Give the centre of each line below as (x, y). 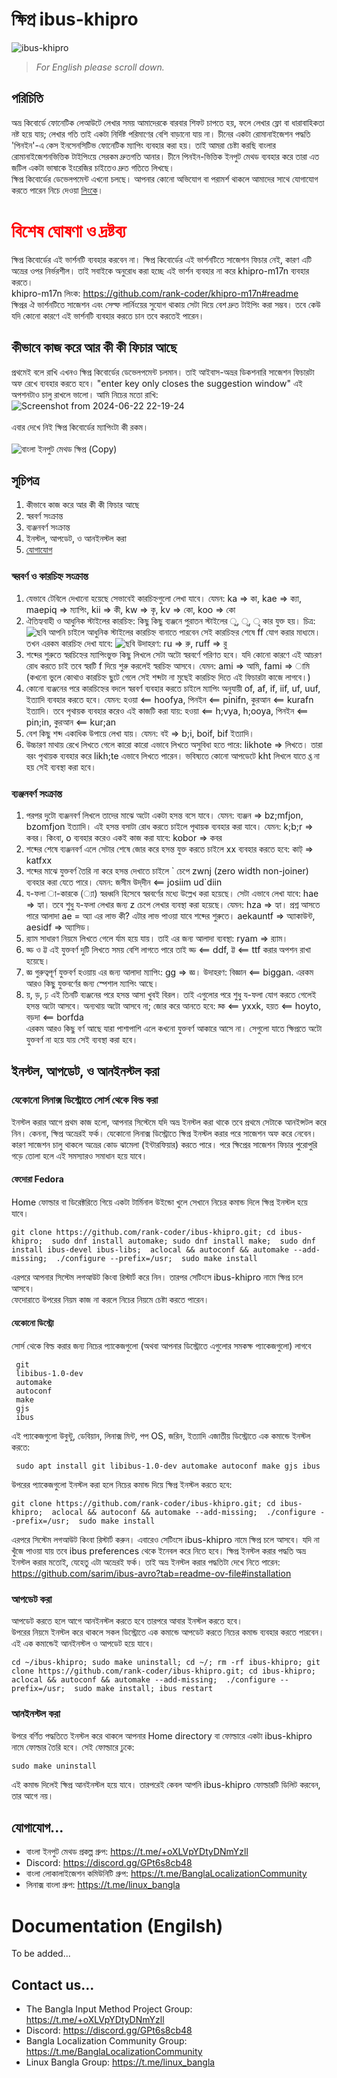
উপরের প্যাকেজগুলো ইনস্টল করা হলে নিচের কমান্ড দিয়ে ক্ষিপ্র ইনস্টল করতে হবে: (122, 1484)
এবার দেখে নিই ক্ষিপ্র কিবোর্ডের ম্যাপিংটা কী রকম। (80, 427)
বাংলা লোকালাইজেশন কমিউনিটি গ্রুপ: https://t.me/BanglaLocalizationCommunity (166, 1874)
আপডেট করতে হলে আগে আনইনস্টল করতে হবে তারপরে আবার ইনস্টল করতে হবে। (127, 1621)
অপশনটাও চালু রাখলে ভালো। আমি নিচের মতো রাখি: (85, 394)
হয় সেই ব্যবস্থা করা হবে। (61, 767)
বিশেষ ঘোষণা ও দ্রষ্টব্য (69, 230)
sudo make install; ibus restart (144, 1689)
